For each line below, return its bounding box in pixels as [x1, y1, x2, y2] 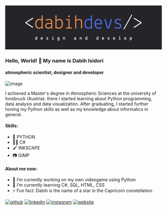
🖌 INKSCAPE [12, 145, 40, 151]
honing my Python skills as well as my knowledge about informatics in [5, 106, 148, 112]
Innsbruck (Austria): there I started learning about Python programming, [5, 95, 153, 101]
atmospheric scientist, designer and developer [5, 69, 104, 75]
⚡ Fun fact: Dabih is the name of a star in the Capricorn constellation [12, 188, 153, 194]
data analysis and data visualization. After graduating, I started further [5, 101, 149, 107]
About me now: [5, 166, 38, 172]
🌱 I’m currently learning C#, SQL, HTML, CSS [12, 182, 105, 188]
